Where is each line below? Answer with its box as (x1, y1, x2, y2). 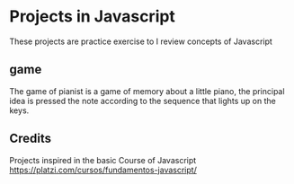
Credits (9, 131, 52, 146)
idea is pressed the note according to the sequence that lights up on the (9, 95, 276, 106)
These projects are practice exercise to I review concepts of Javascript (9, 36, 272, 47)
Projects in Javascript (9, 6, 175, 27)
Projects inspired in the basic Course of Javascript (9, 154, 197, 165)
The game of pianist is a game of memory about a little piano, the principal (9, 85, 285, 96)
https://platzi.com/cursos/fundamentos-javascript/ (9, 164, 198, 175)
